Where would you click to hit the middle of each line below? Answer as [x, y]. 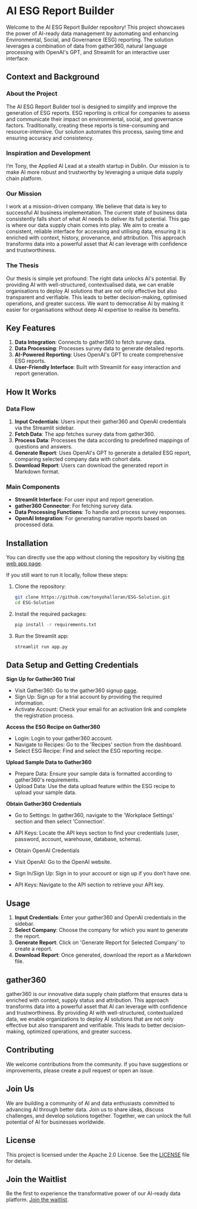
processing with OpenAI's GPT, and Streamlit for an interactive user [88, 52]
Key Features [31, 328]
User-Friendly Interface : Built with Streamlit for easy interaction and [98, 367]
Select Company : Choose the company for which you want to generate [101, 930]
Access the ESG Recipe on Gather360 [53, 727]
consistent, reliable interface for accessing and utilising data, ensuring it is [96, 231]
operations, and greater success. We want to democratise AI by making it [95, 303]
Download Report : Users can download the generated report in [91, 466]
